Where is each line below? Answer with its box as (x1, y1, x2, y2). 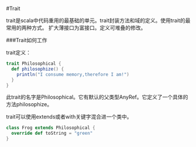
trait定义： (6, 49, 31, 56)
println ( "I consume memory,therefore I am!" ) (16, 71, 130, 78)
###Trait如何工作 (6, 37, 47, 43)
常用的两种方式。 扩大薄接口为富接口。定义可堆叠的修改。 (6, 24, 146, 31)
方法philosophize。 (6, 101, 53, 108)
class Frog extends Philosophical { (6, 125, 95, 131)
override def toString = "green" (11, 131, 93, 136)
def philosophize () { (11, 66, 64, 72)
